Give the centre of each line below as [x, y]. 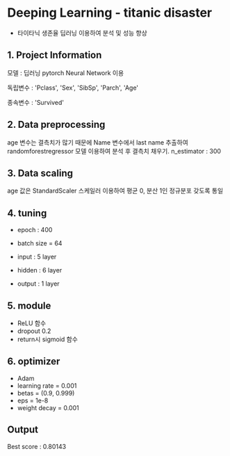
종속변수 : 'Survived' [36, 102]
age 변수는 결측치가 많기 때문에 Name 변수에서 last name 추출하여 [98, 142]
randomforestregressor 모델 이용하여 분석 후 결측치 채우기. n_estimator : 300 [114, 151]
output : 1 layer [39, 284]
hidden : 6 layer [40, 270]
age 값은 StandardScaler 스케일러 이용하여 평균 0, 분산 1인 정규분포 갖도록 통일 [115, 191]
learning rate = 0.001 [47, 385]
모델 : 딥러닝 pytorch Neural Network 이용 [66, 73]
